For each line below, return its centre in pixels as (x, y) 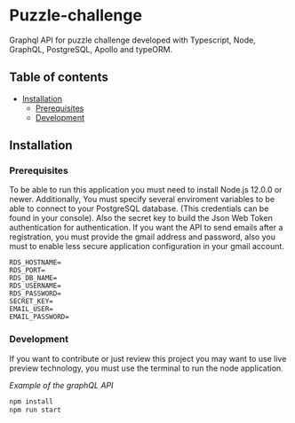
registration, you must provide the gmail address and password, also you (142, 237)
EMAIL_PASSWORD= (39, 317)
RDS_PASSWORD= (36, 294)
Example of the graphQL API (61, 385)
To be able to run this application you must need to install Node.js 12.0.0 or (146, 190)
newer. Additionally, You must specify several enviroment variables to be (142, 200)
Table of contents (59, 78)
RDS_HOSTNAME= (36, 262)
